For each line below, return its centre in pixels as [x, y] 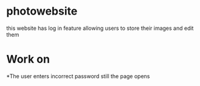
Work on [28, 59]
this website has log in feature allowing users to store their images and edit [100, 28]
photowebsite [42, 11]
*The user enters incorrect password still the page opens [78, 76]
